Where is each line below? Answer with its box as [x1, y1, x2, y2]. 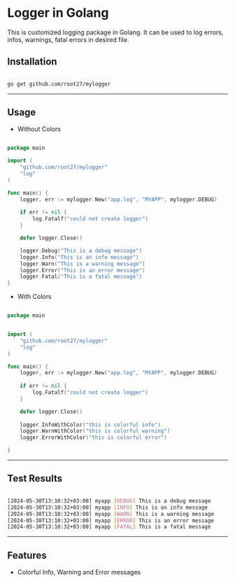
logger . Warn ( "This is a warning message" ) [20, 260, 145, 267]
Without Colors [17, 125, 62, 134]
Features [7, 549, 47, 561]
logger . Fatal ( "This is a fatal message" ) [20, 273, 142, 281]
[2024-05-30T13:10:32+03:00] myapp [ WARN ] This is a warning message [7, 510, 215, 517]
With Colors [17, 293, 52, 301]
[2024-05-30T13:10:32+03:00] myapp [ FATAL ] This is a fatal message [7, 524, 211, 531]
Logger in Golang [7, 5, 109, 21]
